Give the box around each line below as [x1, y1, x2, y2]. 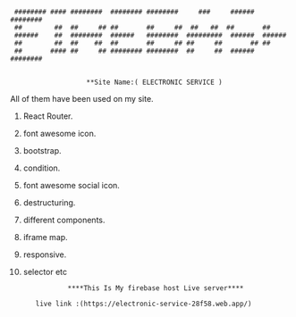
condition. [22, 163, 61, 173]
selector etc [22, 267, 68, 277]
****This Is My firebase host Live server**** [67, 284, 244, 293]
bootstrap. [22, 146, 62, 155]
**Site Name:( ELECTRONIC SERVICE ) [86, 78, 223, 87]
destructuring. [22, 197, 76, 208]
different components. [22, 214, 106, 225]
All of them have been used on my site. [10, 94, 155, 104]
